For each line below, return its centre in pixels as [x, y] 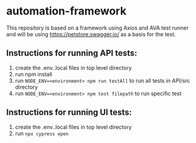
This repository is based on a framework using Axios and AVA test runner [98, 28]
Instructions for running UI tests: [69, 113]
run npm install [34, 74]
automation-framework [67, 11]
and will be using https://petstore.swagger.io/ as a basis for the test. [91, 34]
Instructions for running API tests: [72, 53]
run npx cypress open [42, 133]
